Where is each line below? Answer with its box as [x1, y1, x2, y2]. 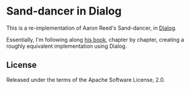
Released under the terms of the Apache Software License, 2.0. [6, 76, 166, 83]
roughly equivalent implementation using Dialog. [6, 42, 127, 50]
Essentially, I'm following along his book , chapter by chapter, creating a [6, 36, 185, 43]
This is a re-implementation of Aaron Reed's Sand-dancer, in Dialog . [6, 24, 177, 31]
